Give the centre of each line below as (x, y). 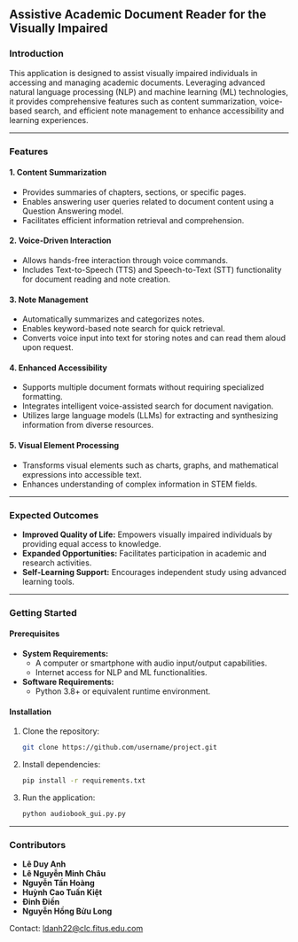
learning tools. (48, 581)
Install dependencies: (61, 765)
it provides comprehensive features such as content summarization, (133, 101)
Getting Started (43, 612)
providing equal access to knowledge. (91, 543)
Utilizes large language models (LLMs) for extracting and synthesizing (150, 416)
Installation (30, 712)
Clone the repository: (61, 731)
